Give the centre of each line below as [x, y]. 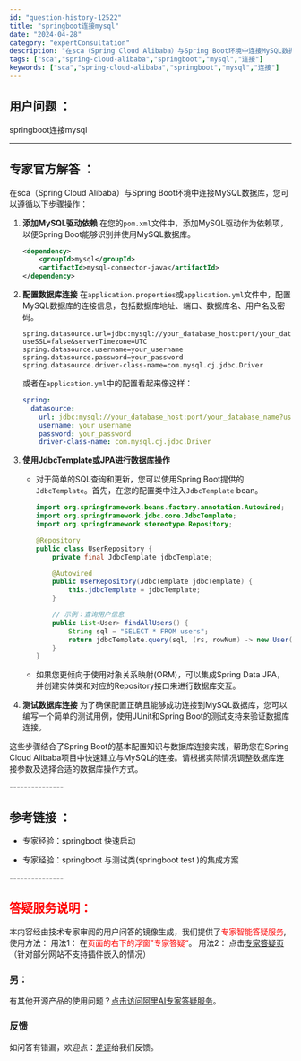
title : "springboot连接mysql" [64, 26]
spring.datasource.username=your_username [103, 349]
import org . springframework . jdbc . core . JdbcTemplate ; [136, 516]
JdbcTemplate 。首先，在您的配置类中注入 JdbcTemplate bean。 [149, 491]
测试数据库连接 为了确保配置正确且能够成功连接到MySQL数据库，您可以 [155, 705]
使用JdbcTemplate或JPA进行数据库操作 [96, 460]
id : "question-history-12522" [66, 18]
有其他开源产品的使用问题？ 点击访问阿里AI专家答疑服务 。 [115, 1001]
